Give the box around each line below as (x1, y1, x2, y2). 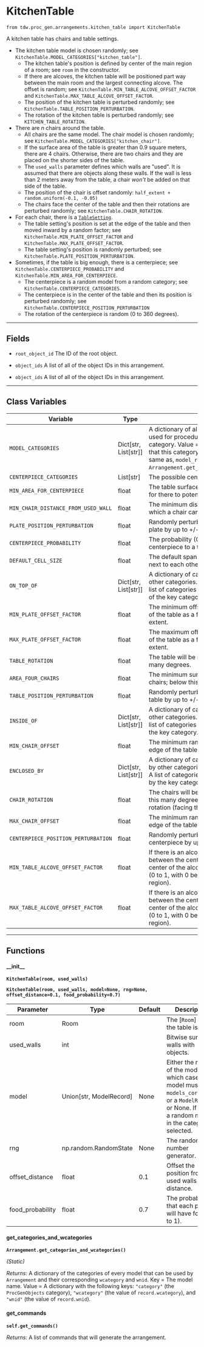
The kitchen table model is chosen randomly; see (15, 47, 138, 54)
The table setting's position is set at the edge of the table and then (24, 220, 191, 227)
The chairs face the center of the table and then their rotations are (24, 201, 190, 208)
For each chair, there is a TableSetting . (15, 213, 114, 221)
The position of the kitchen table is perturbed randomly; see (24, 98, 175, 106)
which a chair (148, 507, 187, 516)
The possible (148, 473, 186, 481)
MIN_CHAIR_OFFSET (9, 742, 59, 749)
